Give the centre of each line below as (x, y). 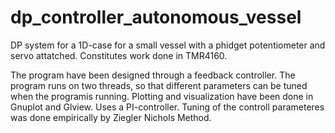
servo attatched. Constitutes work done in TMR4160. (119, 55)
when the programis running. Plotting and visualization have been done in (162, 96)
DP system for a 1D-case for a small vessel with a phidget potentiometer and (168, 45)
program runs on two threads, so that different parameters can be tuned (159, 85)
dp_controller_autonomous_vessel (156, 17)
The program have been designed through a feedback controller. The (153, 75)
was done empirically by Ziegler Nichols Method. (111, 117)
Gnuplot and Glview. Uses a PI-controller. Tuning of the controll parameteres (167, 107)
